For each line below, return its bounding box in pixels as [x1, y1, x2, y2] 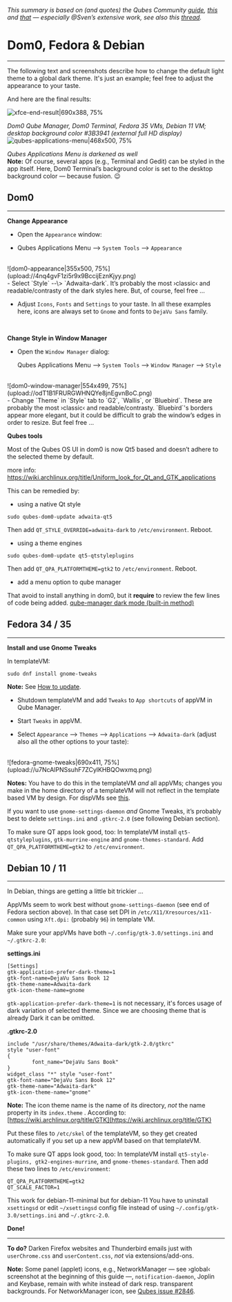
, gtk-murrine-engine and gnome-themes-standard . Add [50, 835, 204, 843]
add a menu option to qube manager [17, 578, 122, 586]
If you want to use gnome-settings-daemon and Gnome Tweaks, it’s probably [7, 807, 222, 815]
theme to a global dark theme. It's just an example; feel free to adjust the [7, 74, 214, 82]
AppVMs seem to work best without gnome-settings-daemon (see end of [7, 901, 210, 909]
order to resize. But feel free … [7, 418, 95, 426]
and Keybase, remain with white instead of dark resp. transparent [7, 1280, 193, 1288]
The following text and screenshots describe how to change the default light [7, 66, 224, 75]
